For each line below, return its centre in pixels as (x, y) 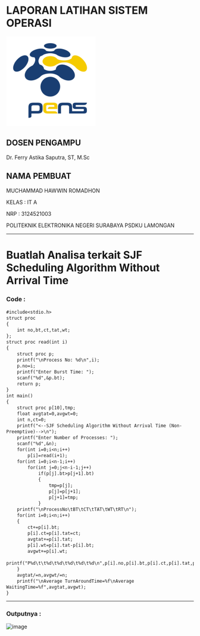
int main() (20, 396)
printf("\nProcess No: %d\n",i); (58, 360)
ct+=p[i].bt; (44, 528)
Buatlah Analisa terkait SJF (74, 255)
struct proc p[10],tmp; (46, 408)
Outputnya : (24, 613)
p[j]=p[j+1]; (65, 492)
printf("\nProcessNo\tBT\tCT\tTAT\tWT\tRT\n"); (77, 510)
